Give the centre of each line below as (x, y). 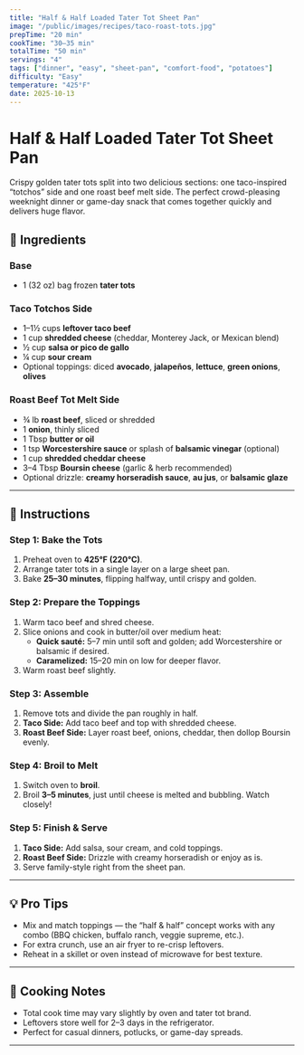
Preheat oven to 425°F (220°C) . (82, 560)
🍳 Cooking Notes (57, 991)
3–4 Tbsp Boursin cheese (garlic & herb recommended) (127, 468)
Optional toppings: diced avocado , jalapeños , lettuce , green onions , (151, 366)
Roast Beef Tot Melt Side (65, 400)
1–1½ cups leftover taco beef (76, 328)
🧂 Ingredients (48, 239)
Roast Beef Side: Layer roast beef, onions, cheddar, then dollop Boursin (157, 732)
